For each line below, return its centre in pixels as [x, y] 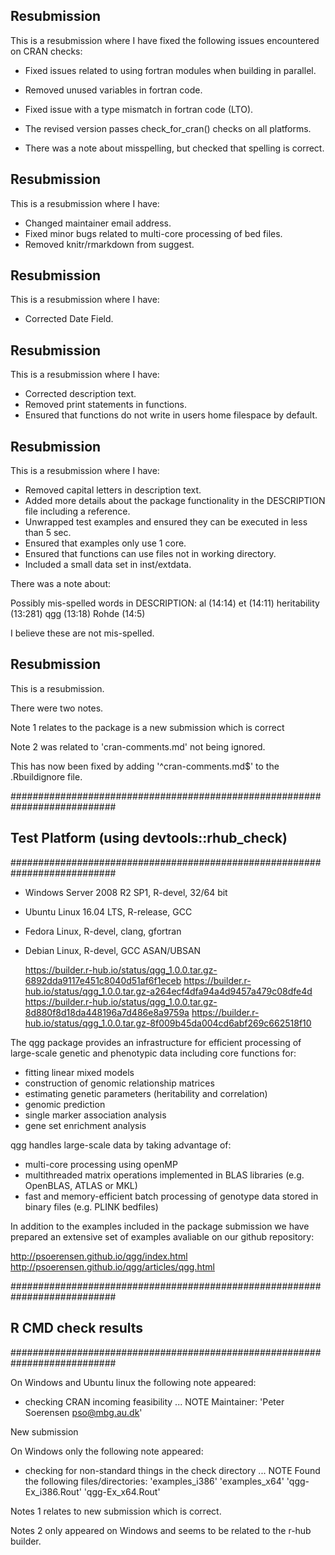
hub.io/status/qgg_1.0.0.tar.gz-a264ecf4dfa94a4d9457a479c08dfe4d [168, 991]
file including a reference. [77, 511]
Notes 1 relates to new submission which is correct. [116, 1511]
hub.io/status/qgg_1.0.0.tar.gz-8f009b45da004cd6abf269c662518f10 [168, 1023]
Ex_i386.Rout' [53, 1491]
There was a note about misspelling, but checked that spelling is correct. [174, 148]
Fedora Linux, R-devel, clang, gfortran [103, 931]
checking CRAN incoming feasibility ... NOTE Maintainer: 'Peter [154, 1401]
